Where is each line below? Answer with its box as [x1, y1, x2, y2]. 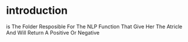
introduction [6, 4, 68, 17]
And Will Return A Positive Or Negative [6, 29, 100, 36]
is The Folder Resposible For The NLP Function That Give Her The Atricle [6, 23, 183, 30]
